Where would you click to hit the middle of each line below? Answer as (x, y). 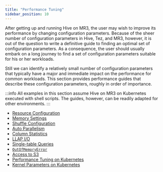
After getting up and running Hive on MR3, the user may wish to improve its (81, 28)
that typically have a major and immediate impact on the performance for (78, 73)
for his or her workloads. (30, 59)
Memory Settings (29, 118)
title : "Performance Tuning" (35, 9)
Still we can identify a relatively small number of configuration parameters (79, 68)
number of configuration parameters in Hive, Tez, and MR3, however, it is (78, 38)
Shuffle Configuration (34, 123)
